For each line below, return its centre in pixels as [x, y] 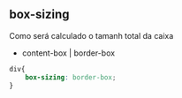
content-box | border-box [68, 53]
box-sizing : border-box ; [71, 77]
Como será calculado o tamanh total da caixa [91, 35]
